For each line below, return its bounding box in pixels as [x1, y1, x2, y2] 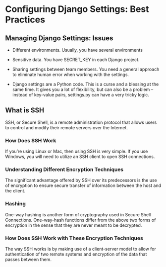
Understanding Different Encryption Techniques [5, 166, 124, 173]
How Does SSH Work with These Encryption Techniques [5, 235, 144, 242]
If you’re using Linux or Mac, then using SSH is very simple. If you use [5, 148, 148, 155]
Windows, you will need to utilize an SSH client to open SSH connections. [5, 154, 155, 160]
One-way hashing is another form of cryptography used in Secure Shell [5, 211, 151, 217]
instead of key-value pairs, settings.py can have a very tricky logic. [12, 92, 150, 97]
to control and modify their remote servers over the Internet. [5, 124, 128, 130]
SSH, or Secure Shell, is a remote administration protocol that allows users [5, 119, 157, 125]
